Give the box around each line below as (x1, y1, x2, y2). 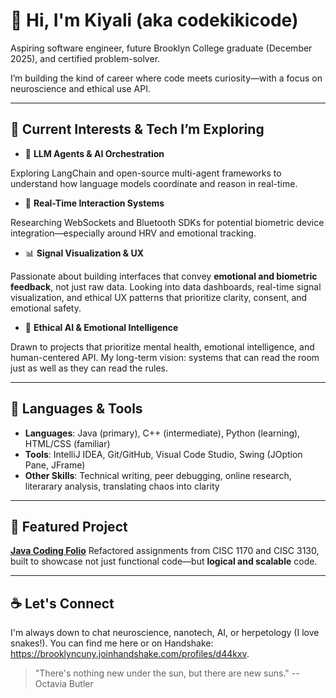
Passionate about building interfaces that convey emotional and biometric (10, 270, 318, 282)
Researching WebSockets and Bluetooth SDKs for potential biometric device (10, 216, 325, 228)
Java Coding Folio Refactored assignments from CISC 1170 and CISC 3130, (10, 545, 320, 557)
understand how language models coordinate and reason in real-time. (10, 177, 298, 189)
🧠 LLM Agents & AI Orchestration (24, 147, 165, 159)
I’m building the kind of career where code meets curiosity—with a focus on (10, 72, 323, 84)
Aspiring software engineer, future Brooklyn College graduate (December (10, 42, 313, 54)
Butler (68, 678, 94, 690)
